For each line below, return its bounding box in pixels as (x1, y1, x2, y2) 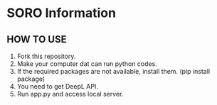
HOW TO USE (6, 33, 67, 45)
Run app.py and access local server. (16, 90, 124, 98)
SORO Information (6, 5, 117, 21)
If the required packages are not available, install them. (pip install (16, 67, 211, 75)
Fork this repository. (16, 52, 76, 60)
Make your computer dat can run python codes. (16, 60, 157, 68)
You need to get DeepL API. (16, 82, 99, 90)
